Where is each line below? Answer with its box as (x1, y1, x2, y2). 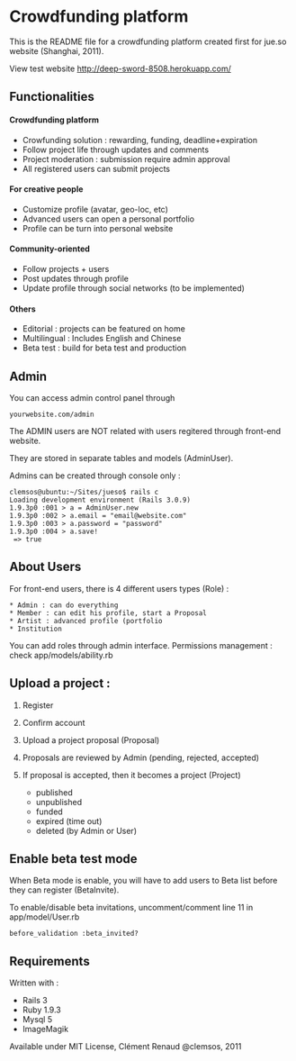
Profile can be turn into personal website (22, 222, 174, 233)
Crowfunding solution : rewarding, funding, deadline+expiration (22, 134, 258, 145)
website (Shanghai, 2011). (9, 45, 104, 56)
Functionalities (9, 89, 94, 104)
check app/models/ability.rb (9, 649, 114, 660)
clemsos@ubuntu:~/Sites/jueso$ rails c (9, 487, 159, 496)
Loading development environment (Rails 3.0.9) (9, 495, 192, 504)
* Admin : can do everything (9, 601, 119, 610)
